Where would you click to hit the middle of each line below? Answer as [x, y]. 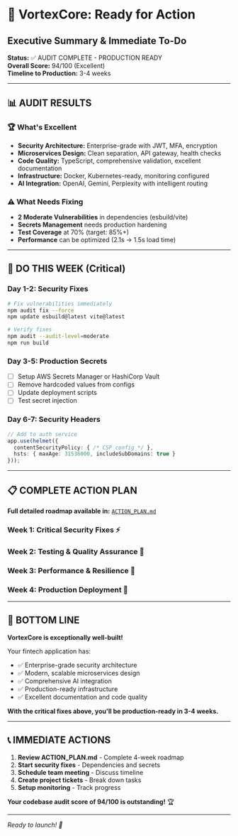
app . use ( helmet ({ [33, 441]
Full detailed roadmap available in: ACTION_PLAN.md [82, 511]
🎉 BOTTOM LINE [44, 620]
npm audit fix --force [41, 310]
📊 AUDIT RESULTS [50, 103]
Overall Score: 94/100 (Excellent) [56, 66]
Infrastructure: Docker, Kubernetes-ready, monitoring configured [113, 175]
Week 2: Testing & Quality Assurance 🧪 [76, 551]
